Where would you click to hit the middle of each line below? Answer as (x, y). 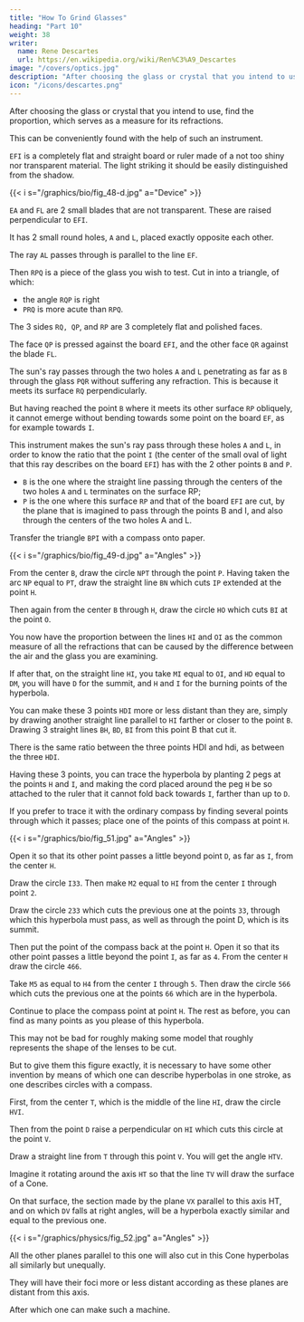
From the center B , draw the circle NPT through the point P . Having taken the (150, 572)
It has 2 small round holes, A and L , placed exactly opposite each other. (142, 237)
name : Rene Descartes (58, 52)
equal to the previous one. (58, 1220)
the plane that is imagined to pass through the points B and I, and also (152, 510)
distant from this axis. (50, 1292)
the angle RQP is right (61, 299)
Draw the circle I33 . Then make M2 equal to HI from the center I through (143, 883)
